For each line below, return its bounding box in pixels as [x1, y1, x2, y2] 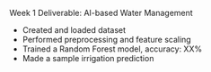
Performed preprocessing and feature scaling [22, 35, 191, 44]
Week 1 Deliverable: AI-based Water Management [9, 8, 193, 18]
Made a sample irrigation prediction [22, 53, 154, 63]
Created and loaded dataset [22, 25, 127, 35]
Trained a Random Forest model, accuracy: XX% [22, 44, 203, 54]
